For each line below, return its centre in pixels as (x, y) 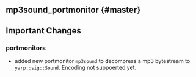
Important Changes (44, 31)
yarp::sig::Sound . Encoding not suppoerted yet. (75, 68)
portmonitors (26, 48)
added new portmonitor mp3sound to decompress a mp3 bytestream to (102, 61)
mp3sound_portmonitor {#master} (73, 10)
